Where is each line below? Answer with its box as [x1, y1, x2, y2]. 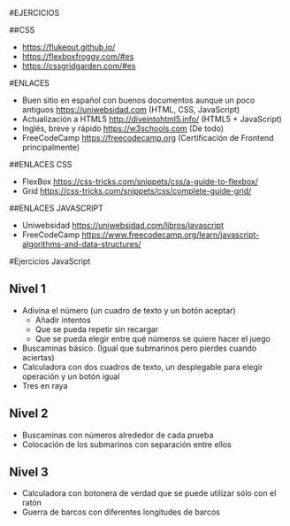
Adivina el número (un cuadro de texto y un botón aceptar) [21, 305, 236, 315]
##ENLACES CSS [9, 159, 72, 169]
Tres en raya [21, 380, 68, 391]
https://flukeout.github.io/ [21, 42, 116, 52]
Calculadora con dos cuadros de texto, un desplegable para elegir [21, 361, 263, 372]
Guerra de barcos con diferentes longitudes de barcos [21, 507, 221, 517]
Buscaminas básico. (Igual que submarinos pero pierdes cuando [21, 343, 257, 353]
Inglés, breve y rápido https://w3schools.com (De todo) [21, 123, 224, 134]
